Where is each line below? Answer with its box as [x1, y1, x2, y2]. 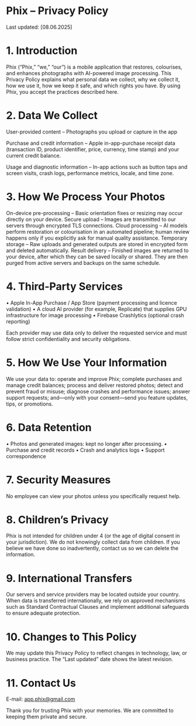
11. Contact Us [6, 676, 76, 690]
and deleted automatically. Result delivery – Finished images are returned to [6, 247, 189, 254]
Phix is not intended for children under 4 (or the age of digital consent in [6, 532, 180, 540]
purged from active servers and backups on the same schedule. [6, 259, 161, 266]
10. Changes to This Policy [6, 630, 137, 643]
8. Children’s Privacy [6, 513, 109, 526]
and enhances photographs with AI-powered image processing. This [6, 69, 171, 77]
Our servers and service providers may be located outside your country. [6, 591, 180, 598]
